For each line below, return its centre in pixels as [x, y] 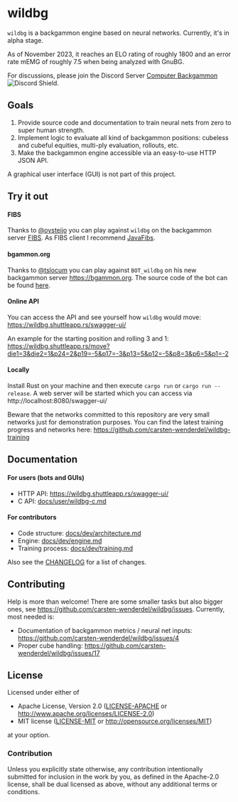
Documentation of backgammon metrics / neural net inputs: [105, 630]
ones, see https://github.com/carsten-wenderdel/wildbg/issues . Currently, [116, 609]
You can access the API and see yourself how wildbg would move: [104, 317]
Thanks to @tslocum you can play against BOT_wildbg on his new [102, 270]
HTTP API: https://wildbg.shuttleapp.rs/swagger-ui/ [93, 493]
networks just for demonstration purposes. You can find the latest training [115, 422]
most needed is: [31, 616]
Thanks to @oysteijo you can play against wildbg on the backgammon [109, 230]
